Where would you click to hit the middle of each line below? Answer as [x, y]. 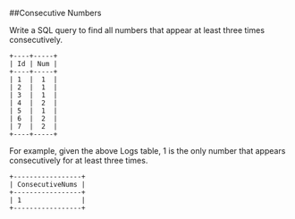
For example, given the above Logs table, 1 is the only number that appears [147, 151]
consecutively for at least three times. [79, 160]
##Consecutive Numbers [55, 13]
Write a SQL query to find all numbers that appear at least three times [137, 30]
